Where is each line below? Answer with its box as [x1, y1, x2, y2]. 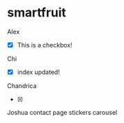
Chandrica [7, 82, 37, 90]
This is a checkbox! [17, 41, 72, 49]
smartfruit [7, 5, 67, 21]
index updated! [17, 68, 60, 76]
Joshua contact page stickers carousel [7, 109, 118, 117]
